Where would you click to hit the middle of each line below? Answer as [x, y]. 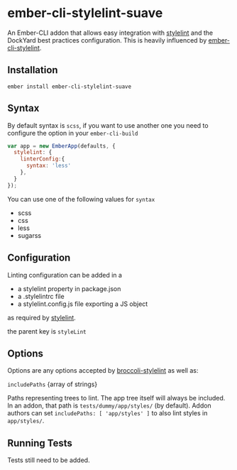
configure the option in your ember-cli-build [73, 133]
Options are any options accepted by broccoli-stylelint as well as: [103, 371]
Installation [33, 70]
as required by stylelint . [42, 317]
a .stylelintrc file [41, 296]
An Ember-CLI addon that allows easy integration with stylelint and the [110, 33]
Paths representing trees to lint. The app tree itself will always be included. [116, 398]
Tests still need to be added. [49, 460]
